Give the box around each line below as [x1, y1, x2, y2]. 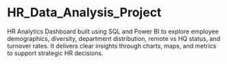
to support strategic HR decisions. [7, 49, 104, 57]
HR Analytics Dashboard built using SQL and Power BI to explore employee [7, 27, 219, 35]
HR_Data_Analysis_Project [7, 5, 162, 20]
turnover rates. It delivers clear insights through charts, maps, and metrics [7, 42, 217, 50]
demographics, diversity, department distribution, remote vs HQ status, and [7, 34, 221, 42]
